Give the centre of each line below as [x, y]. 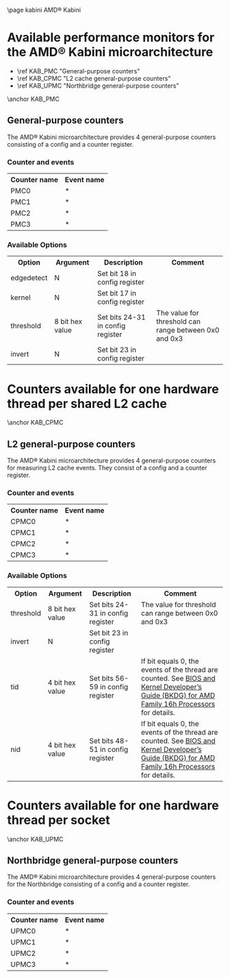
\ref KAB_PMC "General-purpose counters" [78, 71]
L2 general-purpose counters [71, 444]
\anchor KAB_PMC [33, 99]
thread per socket [59, 820]
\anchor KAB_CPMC [35, 423]
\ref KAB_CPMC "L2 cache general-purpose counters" [94, 78]
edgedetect [29, 278]
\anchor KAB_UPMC [35, 839]
